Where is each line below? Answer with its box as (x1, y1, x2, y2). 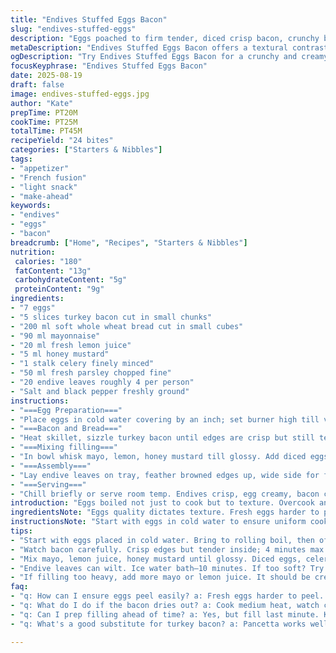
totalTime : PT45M (10, 126, 83, 136)
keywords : (10, 201, 52, 211)
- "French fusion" (10, 172, 87, 183)
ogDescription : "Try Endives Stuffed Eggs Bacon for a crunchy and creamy (10, 52, 329, 62)
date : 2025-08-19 (10, 71, 83, 81)
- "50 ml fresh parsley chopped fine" (10, 368, 172, 378)
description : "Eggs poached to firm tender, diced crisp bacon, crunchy (10, 33, 320, 43)
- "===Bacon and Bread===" (10, 424, 123, 434)
